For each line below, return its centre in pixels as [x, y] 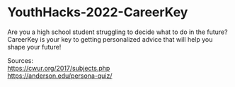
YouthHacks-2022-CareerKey [98, 12]
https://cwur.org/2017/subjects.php [59, 68]
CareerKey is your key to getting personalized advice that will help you [110, 39]
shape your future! [34, 47]
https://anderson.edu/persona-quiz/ [60, 76]
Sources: [21, 60]
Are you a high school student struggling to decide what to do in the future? [117, 32]
